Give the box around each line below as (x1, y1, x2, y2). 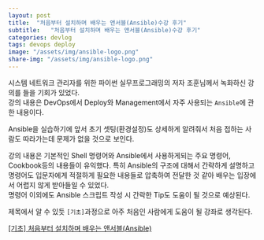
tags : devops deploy (8, 41, 76, 49)
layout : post (8, 11, 51, 20)
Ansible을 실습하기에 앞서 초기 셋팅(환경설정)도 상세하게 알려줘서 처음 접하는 (8, 124, 244, 134)
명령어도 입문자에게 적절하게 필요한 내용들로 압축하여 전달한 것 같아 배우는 (8, 170, 236, 179)
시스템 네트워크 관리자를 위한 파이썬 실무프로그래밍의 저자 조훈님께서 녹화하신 (8, 78, 247, 87)
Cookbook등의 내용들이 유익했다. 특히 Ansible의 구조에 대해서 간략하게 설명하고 (8, 161, 255, 170)
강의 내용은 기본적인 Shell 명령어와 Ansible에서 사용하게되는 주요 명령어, (8, 150, 231, 160)
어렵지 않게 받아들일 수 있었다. (16, 180, 110, 190)
